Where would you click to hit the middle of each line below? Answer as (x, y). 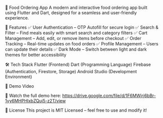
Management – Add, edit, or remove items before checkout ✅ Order (73, 38)
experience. (17, 18)
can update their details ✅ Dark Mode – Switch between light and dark (76, 49)
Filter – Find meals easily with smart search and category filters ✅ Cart (76, 33)
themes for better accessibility (36, 55)
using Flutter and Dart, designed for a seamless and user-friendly (71, 13)
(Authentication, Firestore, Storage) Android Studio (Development (71, 71)
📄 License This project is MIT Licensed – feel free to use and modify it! (76, 110)
